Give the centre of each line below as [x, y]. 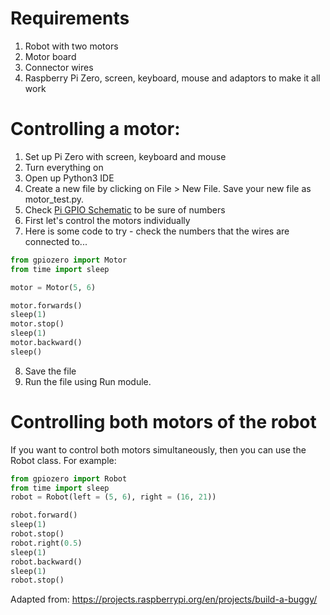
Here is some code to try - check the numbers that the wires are [157, 231]
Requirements [70, 18]
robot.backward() [46, 562]
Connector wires [59, 67]
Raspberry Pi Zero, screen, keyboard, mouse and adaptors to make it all [172, 78]
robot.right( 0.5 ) [46, 543]
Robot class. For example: [63, 460]
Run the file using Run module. [88, 381]
